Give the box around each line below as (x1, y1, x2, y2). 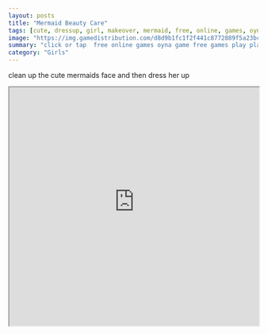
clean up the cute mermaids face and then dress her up (8, 71, 190, 80)
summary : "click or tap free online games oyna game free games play (8, 41, 247, 49)
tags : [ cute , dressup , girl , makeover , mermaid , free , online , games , (8, 26, 247, 34)
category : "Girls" (8, 49, 69, 56)
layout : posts (8, 11, 56, 20)
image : (8, 33, 30, 42)
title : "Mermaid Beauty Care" (8, 19, 109, 27)
